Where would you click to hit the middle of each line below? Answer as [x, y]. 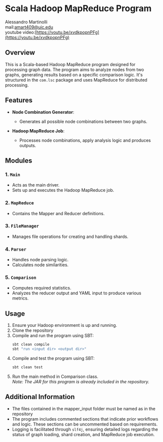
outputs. [28, 145]
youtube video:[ [21, 32]
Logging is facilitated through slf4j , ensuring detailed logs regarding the [85, 429]
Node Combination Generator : [43, 112]
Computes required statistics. [42, 288]
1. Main [13, 174]
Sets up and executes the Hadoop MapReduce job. [63, 190]
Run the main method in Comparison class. [55, 376]
